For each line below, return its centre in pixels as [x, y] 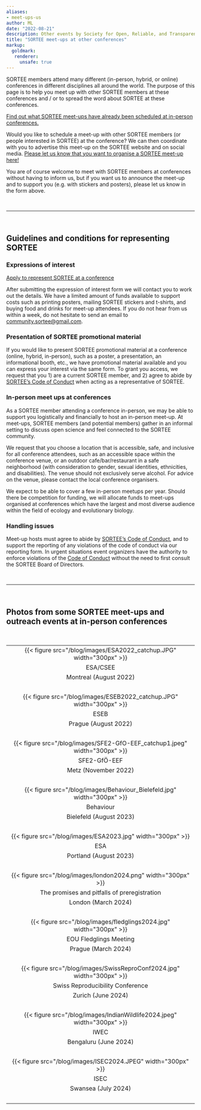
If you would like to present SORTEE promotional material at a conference [97, 350]
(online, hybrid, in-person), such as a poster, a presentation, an [84, 356]
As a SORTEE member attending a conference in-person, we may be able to [100, 410]
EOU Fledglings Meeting [100, 939]
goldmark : [24, 51]
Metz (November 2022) [100, 770]
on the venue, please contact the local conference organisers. [83, 479]
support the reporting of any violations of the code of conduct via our [92, 545]
